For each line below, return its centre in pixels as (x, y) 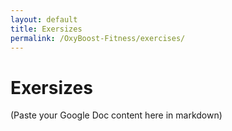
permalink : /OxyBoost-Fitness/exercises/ (98, 38)
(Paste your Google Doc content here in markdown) (116, 115)
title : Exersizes (46, 29)
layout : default (44, 19)
